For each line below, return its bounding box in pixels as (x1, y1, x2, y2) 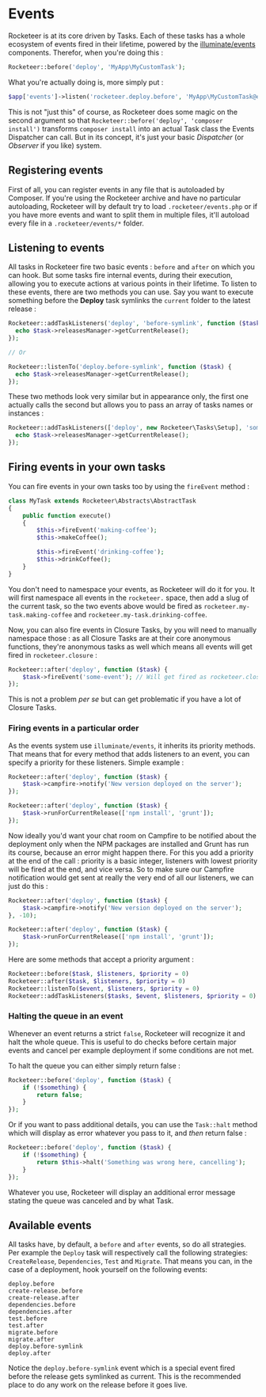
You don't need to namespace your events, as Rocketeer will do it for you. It (8, 584, 256, 594)
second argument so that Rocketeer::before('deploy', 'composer (8, 116, 223, 125)
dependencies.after (8, 1308, 73, 1316)
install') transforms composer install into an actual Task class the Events (8, 123, 255, 133)
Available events (8, 1218, 93, 1232)
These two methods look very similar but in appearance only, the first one (8, 392, 249, 401)
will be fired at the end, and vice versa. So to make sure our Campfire (8, 864, 235, 874)
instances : (8, 408, 44, 418)
